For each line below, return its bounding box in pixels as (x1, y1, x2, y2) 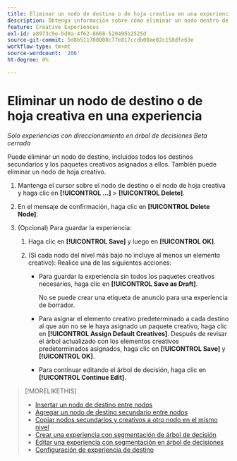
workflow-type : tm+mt (7, 43, 71, 50)
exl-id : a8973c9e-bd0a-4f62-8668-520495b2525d (7, 30, 147, 37)
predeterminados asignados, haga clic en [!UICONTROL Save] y (38, 344, 226, 353)
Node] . (17, 210, 39, 218)
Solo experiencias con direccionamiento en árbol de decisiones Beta (7, 131, 208, 140)
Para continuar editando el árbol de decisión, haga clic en (38, 365, 207, 374)
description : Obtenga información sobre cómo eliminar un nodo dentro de (7, 17, 229, 24)
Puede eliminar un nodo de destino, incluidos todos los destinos (7, 152, 193, 161)
